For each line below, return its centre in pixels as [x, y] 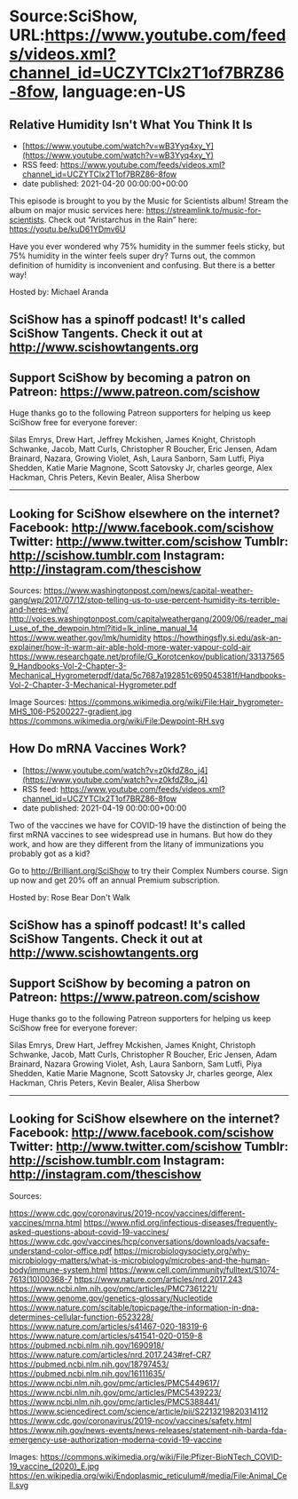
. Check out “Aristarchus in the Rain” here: [121, 220]
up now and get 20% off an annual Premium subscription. [114, 880]
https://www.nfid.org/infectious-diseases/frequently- [180, 1222]
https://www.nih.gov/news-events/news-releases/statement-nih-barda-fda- [148, 1430]
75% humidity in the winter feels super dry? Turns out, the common [132, 256]
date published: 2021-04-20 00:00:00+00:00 [105, 183]
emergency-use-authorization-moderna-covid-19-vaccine [116, 1440]
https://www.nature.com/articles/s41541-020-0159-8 [106, 1336]
